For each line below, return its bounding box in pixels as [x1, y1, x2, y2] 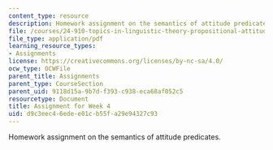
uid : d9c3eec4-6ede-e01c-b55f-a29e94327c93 [8, 110, 158, 118]
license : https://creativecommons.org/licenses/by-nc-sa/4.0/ [8, 58, 223, 66]
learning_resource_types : [8, 42, 96, 50]
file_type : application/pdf [8, 34, 104, 43]
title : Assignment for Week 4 [8, 102, 111, 110]
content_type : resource [8, 11, 89, 20]
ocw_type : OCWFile [8, 65, 71, 73]
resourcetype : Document [8, 95, 89, 103]
